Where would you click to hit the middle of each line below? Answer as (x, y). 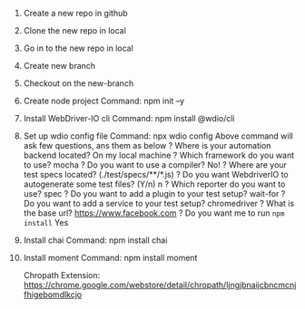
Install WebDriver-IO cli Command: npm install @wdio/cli (129, 118)
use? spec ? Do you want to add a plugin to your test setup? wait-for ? (154, 193)
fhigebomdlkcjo (53, 295)
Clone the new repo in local (74, 30)
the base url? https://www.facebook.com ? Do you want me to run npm (154, 213)
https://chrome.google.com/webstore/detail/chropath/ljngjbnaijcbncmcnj (160, 285)
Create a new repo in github (75, 13)
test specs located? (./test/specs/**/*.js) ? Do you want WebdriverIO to (156, 174)
